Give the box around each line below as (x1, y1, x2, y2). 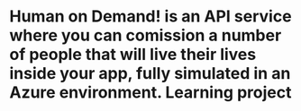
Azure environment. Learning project (9, 82, 292, 103)
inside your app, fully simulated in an (9, 64, 291, 84)
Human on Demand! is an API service (9, 6, 292, 27)
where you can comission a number (9, 25, 282, 46)
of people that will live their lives (9, 45, 257, 64)
